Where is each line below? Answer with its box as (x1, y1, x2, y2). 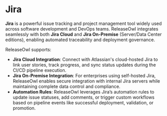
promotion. (12, 105, 36, 111)
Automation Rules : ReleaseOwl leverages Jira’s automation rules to (12, 89, 154, 95)
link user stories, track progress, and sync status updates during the (12, 62, 156, 68)
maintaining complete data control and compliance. (12, 83, 121, 90)
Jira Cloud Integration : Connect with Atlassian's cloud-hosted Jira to (12, 56, 158, 62)
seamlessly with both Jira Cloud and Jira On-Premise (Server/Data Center (5, 31, 162, 37)
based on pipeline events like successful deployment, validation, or (12, 99, 154, 105)
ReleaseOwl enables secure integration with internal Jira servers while (12, 78, 160, 84)
